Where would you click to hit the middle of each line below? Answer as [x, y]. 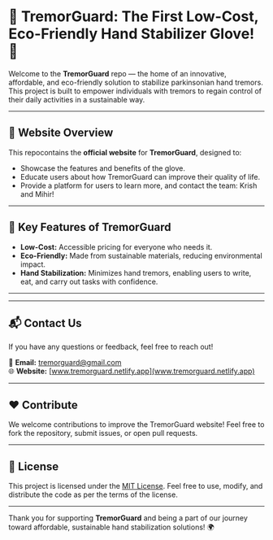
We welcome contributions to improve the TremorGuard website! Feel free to [136, 425]
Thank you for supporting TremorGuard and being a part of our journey [128, 518]
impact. [33, 264]
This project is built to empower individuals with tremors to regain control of [135, 91]
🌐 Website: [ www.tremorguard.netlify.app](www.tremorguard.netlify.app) [132, 371]
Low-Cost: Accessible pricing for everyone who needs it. [116, 246]
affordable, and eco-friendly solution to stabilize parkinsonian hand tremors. [136, 82]
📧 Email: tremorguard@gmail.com [65, 363]
